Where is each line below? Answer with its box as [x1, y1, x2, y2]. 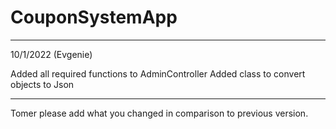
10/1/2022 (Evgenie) [10, 48, 93, 60]
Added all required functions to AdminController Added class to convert [10, 67, 306, 80]
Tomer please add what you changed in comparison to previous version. [10, 107, 309, 119]
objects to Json [10, 78, 75, 90]
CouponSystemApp [10, 6, 178, 29]
